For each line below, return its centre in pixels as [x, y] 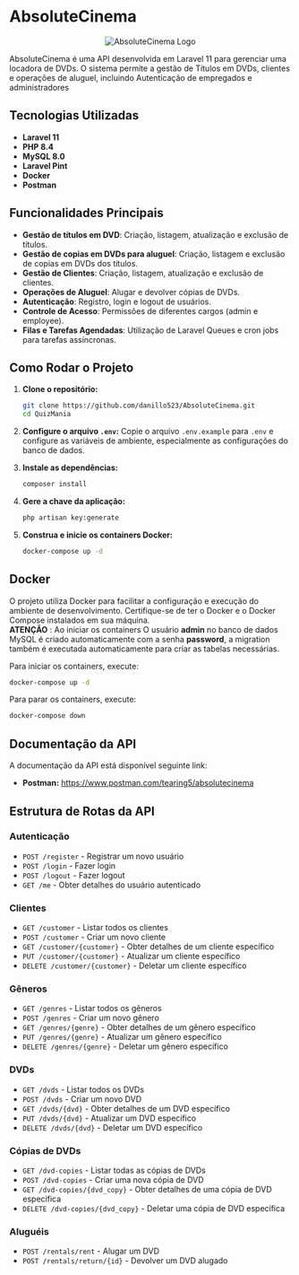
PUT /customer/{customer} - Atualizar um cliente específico [131, 956]
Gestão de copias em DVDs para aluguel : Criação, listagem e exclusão [154, 254]
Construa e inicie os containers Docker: [97, 535]
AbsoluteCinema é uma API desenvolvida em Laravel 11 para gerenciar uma [148, 58]
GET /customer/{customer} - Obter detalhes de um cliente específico [148, 947]
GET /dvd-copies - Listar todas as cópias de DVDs [114, 1170]
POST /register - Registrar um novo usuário [103, 856]
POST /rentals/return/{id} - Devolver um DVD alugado [125, 1261]
